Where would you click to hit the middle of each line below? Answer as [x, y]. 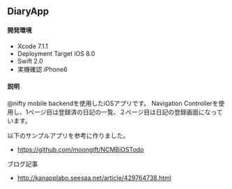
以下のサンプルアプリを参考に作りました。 [68, 135]
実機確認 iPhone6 [42, 69]
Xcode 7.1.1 [33, 46]
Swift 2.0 [30, 61]
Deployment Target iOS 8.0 [56, 53]
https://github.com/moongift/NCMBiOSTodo [80, 149]
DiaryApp [28, 12]
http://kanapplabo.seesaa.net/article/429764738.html [94, 178]
